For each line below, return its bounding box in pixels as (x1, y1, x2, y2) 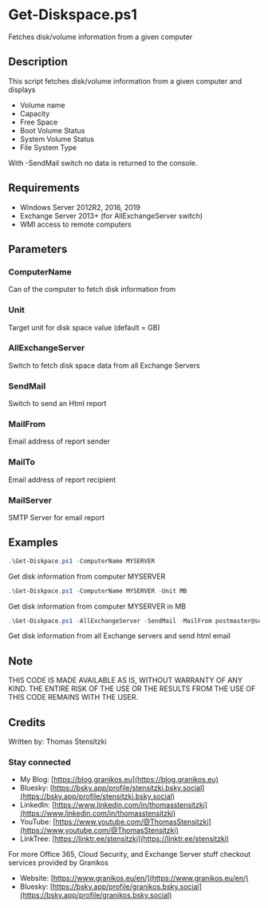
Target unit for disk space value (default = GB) (8, 322, 161, 332)
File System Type (19, 142, 77, 152)
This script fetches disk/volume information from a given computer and (8, 76, 242, 85)
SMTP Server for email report (8, 513, 105, 523)
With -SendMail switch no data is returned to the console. (8, 158, 198, 168)
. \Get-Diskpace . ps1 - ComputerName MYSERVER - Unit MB (8, 586, 187, 595)
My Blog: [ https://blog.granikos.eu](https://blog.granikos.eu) (19, 775, 219, 784)
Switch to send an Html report (8, 399, 107, 409)
